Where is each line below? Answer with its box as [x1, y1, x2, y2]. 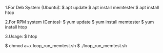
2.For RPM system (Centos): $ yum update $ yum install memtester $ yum [5, 19, 154, 25]
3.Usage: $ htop [5, 34, 38, 39]
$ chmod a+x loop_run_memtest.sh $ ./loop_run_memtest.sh [5, 43, 127, 48]
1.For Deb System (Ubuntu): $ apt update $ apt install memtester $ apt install [5, 5, 160, 10]
